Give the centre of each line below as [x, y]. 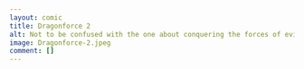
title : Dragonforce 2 [50, 26]
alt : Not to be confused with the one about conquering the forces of [145, 34]
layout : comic [36, 17]
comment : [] [32, 51]
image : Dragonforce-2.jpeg [60, 43]
